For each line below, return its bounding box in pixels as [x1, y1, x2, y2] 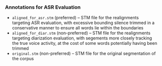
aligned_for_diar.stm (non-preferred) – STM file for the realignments [12, 30, 151, 36]
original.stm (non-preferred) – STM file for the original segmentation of [12, 51, 156, 56]
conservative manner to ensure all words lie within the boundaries [12, 25, 144, 31]
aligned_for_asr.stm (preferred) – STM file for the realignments [12, 15, 139, 21]
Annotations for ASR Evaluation [5, 4, 81, 11]
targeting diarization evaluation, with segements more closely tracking [12, 35, 152, 41]
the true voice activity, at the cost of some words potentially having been [12, 40, 157, 46]
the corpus [12, 56, 34, 62]
